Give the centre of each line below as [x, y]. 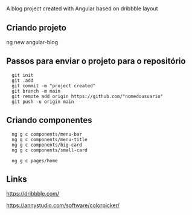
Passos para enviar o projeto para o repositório [96, 61]
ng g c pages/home [35, 160]
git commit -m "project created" [54, 86]
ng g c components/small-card [50, 150]
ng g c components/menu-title [50, 139]
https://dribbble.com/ [33, 194]
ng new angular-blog [32, 42]
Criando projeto [36, 28]
